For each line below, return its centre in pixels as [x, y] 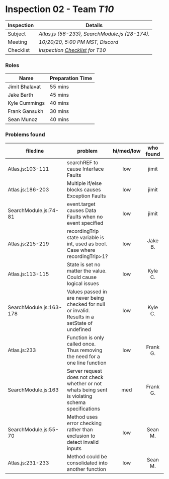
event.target [81, 204]
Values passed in [87, 292]
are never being [86, 298]
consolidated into [88, 463]
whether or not [84, 383]
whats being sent [87, 390]
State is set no [84, 264]
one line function [87, 363]
